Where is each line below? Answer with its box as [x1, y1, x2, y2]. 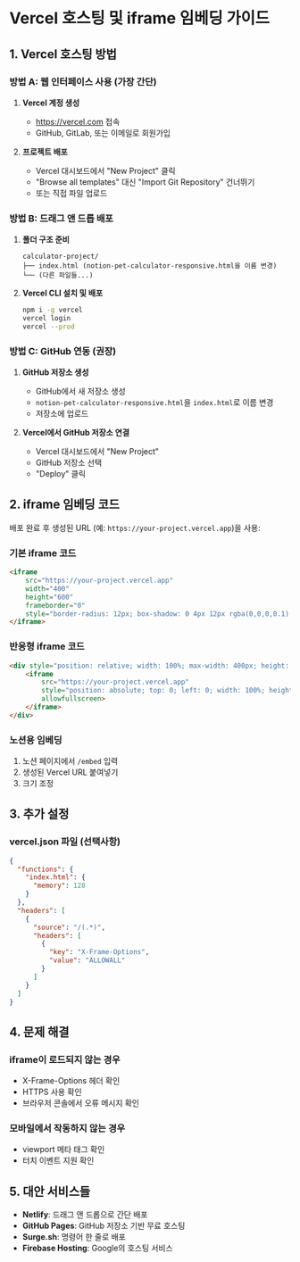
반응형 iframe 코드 [9, 640, 85, 652]
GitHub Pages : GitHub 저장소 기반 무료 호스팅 [21, 1220, 186, 1232]
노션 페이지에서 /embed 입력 [21, 756, 119, 767]
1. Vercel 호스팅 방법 [9, 46, 118, 62]
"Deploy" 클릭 [35, 469, 87, 479]
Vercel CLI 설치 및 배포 [21, 287, 104, 299]
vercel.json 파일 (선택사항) [9, 835, 121, 848]
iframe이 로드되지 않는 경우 [9, 1053, 121, 1066]
